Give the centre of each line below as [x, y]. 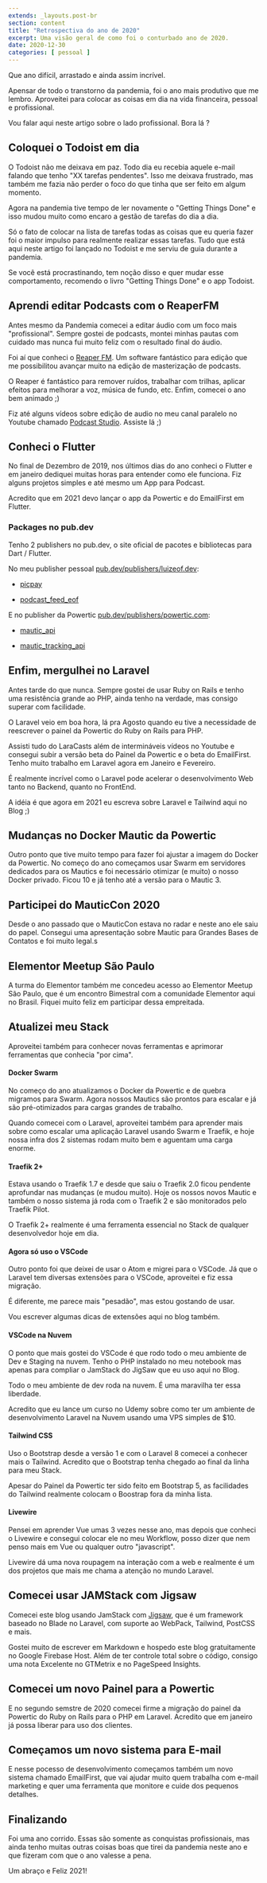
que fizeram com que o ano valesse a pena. [80, 1856]
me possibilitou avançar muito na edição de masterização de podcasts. [125, 366]
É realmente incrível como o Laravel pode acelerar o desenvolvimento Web [131, 778]
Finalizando [38, 1819]
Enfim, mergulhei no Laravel [79, 671]
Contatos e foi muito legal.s [53, 941]
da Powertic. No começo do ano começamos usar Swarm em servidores [127, 863]
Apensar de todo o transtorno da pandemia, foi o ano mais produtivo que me [133, 91]
